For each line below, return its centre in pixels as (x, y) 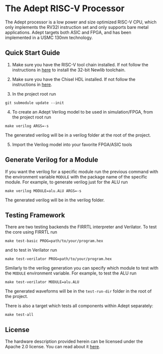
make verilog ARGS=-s (27, 126)
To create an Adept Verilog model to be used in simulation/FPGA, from (82, 112)
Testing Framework (35, 215)
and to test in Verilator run (31, 250)
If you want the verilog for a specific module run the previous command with (81, 172)
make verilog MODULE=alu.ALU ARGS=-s (43, 191)
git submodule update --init (35, 103)
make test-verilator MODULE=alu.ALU (42, 282)
